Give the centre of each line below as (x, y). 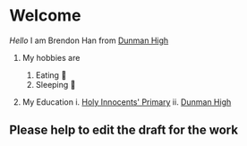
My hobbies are (51, 57)
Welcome (45, 16)
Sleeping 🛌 (55, 84)
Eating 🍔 (51, 75)
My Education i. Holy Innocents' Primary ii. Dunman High (127, 102)
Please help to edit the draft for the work (124, 130)
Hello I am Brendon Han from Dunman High (89, 40)
